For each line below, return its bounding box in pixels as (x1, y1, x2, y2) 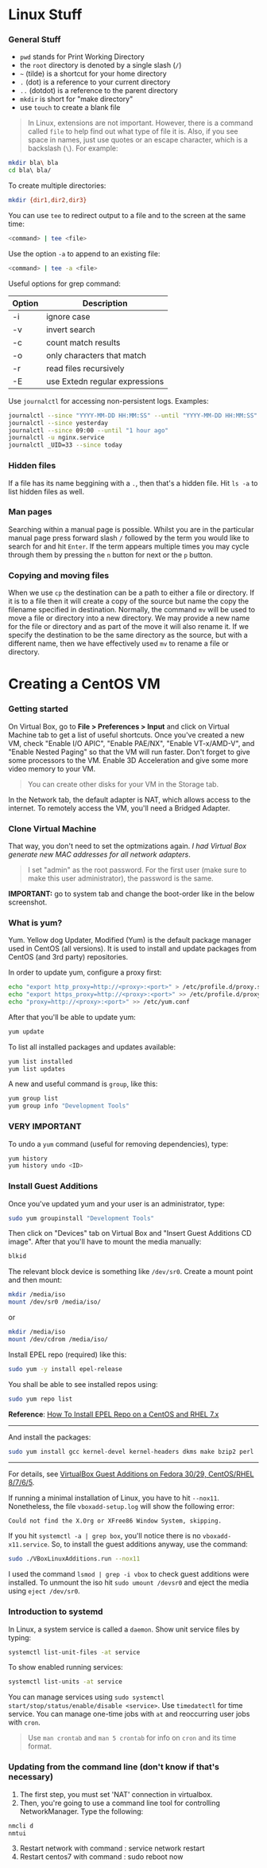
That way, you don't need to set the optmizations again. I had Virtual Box (8, 841, 247, 850)
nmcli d (8, 1822, 34, 1830)
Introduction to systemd (8, 1606, 103, 1617)
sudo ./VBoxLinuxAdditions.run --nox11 (8, 1555, 141, 1563)
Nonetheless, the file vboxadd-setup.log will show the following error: (8, 1502, 235, 1511)
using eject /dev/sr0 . (8, 1586, 81, 1596)
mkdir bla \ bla (8, 159, 59, 167)
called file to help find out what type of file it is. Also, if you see (27, 127, 238, 136)
